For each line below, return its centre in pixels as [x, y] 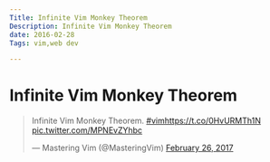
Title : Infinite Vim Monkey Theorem [78, 18]
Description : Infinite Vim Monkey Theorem [91, 26]
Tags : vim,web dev [44, 43]
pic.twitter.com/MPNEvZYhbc [87, 130]
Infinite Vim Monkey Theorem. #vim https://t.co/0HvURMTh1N [146, 121]
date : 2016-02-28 [42, 34]
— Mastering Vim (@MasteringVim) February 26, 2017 [132, 148]
